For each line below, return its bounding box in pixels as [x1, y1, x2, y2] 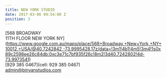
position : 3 [5, 16, 30, 21]
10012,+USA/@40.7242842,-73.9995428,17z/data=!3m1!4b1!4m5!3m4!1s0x [5, 46, 161, 52]
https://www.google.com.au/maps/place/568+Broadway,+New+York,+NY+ [7, 41, 162, 47]
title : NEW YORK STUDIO [5, 7, 55, 12]
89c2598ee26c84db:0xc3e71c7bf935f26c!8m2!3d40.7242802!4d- [5, 51, 145, 57]
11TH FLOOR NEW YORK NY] [5, 35, 65, 41]
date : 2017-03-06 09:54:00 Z [5, 12, 66, 17]
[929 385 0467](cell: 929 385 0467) [5, 62, 81, 68]
